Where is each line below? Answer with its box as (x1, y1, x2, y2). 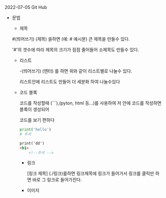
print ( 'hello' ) (19, 127, 51, 132)
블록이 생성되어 (19, 107, 50, 112)
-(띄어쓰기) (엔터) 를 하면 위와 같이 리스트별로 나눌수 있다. (19, 68, 132, 74)
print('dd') (19, 141, 45, 146)
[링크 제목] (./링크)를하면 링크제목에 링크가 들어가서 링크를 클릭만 (27, 170, 154, 176)
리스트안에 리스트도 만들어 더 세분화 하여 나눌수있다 (19, 79, 120, 84)
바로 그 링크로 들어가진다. (32, 177, 82, 183)
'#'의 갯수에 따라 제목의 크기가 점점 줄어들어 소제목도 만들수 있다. (12, 47, 139, 52)
